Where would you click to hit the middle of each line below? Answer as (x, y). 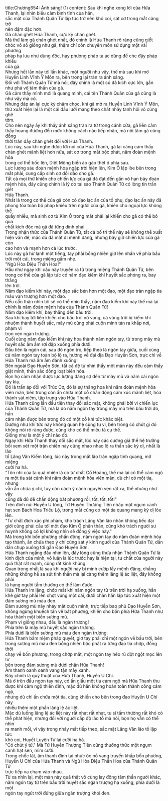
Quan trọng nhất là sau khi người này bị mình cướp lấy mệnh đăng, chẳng (81, 569)
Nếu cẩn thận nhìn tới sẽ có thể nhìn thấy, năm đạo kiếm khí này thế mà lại (82, 301)
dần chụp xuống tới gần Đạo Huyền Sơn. (47, 547)
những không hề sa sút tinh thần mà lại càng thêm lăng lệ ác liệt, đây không (83, 574)
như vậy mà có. (21, 99)
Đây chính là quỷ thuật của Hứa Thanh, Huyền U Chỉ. (60, 676)
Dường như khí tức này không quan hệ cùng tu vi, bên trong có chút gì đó (81, 424)
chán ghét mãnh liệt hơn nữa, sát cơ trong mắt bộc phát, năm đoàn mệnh (80, 152)
